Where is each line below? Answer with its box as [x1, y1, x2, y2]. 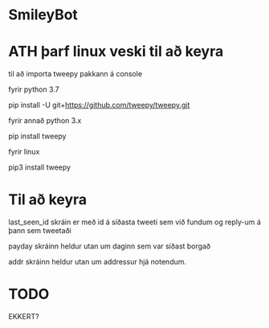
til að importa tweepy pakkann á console [8, 69, 143, 79]
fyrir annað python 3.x [8, 116, 82, 125]
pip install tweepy [8, 131, 67, 141]
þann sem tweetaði [8, 226, 72, 236]
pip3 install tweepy [8, 162, 71, 172]
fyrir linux [8, 147, 40, 157]
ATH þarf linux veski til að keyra [8, 43, 224, 61]
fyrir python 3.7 [8, 84, 59, 94]
